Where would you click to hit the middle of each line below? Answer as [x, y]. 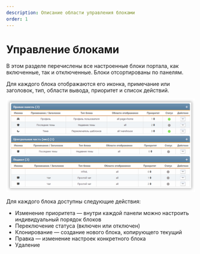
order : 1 [17, 19]
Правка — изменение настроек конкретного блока [80, 238]
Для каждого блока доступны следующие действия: [74, 201]
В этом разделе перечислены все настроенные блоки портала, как [93, 66]
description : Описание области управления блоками [71, 13]
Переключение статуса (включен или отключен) [78, 226]
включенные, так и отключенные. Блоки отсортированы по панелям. [95, 73]
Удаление [27, 245]
